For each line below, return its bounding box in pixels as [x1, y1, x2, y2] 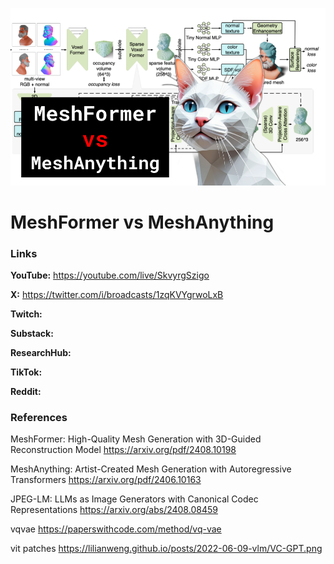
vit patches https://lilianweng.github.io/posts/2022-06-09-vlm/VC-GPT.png [10, 543, 323, 555]
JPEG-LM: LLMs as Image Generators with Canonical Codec [10, 493, 259, 505]
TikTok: [10, 366, 43, 378]
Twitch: [10, 308, 43, 320]
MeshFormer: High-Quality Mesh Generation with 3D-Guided [10, 433, 262, 445]
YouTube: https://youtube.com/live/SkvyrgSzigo [10, 269, 210, 281]
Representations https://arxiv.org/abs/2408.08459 [10, 504, 218, 516]
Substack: [10, 327, 54, 339]
